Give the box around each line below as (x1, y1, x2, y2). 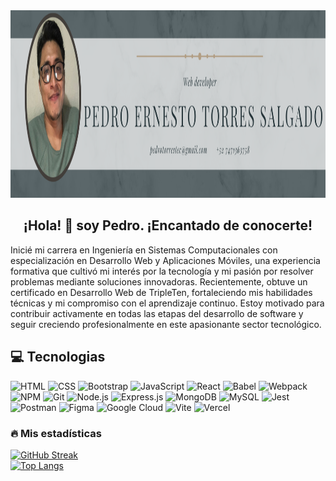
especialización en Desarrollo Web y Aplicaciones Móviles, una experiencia (10, 254, 321, 266)
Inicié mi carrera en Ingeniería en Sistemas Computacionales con (10, 244, 278, 256)
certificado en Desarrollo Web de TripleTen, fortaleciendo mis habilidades (10, 286, 313, 298)
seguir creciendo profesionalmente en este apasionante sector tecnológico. (10, 318, 322, 330)
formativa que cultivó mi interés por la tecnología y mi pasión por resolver (10, 265, 314, 277)
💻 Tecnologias (10, 349, 106, 366)
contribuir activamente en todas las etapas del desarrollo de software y (10, 307, 304, 319)
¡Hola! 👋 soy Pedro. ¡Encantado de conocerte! (23, 217, 313, 234)
